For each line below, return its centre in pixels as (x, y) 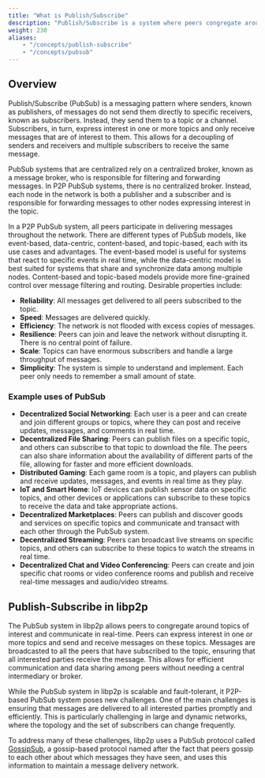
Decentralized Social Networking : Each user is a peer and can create (133, 414)
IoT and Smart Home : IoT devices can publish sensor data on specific (133, 489)
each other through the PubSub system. (84, 531)
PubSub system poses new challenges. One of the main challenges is (143, 700)
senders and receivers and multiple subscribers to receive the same (119, 145)
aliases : (22, 38)
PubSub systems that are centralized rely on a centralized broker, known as (131, 169)
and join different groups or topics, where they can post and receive (130, 422)
